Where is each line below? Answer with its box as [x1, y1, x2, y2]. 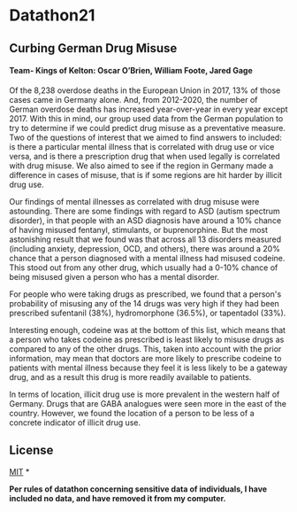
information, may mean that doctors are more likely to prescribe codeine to [9, 353, 282, 363]
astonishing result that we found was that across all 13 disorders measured [9, 234, 282, 244]
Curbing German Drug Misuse [9, 41, 178, 56]
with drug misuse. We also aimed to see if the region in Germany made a [9, 160, 274, 171]
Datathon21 [9, 5, 95, 26]
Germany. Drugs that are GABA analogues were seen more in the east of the [9, 398, 287, 408]
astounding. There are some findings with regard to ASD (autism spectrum [9, 206, 280, 216]
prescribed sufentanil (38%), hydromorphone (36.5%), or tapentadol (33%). [9, 307, 286, 318]
